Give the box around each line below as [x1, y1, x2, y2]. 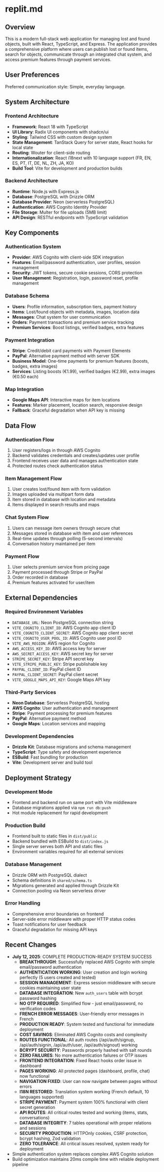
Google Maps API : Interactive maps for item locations [12, 397, 121, 403]
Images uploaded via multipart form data [12, 491, 94, 497]
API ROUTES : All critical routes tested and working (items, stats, [19, 1109, 148, 1115]
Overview [5, 23, 36, 31]
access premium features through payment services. [5, 57, 111, 62]
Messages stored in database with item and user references [12, 530, 133, 536]
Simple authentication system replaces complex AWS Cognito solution [12, 1151, 154, 1157]
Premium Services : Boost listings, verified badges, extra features [12, 324, 144, 330]
